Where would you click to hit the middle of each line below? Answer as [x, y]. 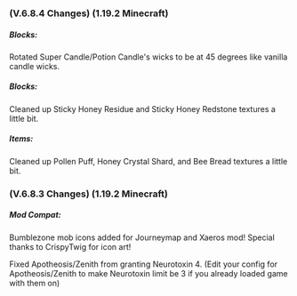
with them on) [35, 283]
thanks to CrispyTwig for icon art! [70, 246]
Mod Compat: [35, 215]
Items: [21, 139]
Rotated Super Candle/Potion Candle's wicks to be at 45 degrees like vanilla [148, 57]
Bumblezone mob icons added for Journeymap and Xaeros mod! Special [142, 237]
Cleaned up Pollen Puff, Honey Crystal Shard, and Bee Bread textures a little [148, 161]
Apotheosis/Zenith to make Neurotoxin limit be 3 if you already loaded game [148, 273]
